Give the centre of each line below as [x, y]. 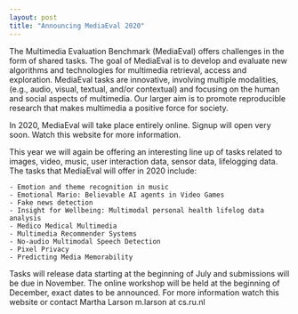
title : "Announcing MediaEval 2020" [77, 26]
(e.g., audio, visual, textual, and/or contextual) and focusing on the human [145, 89]
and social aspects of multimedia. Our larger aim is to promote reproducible [148, 98]
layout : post [33, 17]
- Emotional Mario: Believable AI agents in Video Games [117, 195]
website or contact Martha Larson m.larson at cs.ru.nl [108, 302]
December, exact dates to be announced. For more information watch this [145, 292]
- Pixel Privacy [39, 249]
